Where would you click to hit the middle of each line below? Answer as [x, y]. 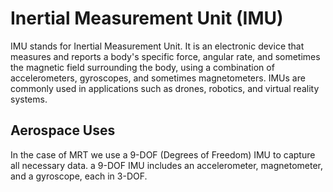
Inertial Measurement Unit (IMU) [147, 18]
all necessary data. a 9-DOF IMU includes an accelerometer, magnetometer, [167, 165]
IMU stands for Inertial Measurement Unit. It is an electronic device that [157, 46]
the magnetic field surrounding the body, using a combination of [142, 67]
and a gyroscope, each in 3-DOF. [79, 176]
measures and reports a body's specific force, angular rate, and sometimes [165, 56]
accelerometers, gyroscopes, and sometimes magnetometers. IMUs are [158, 78]
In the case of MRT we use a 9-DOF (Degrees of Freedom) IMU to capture [163, 154]
